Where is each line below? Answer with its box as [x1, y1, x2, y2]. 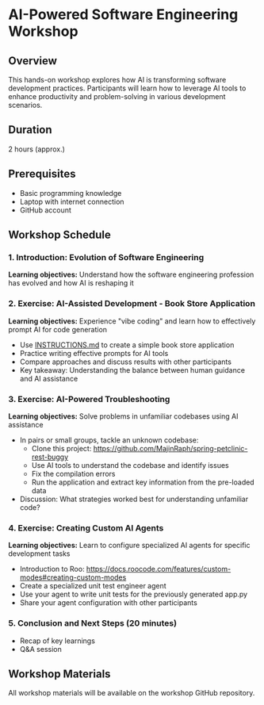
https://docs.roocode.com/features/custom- [86, 565, 231, 574]
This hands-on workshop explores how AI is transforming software [8, 75, 227, 84]
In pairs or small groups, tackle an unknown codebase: [19, 435, 199, 445]
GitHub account [19, 205, 71, 215]
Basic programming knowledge [19, 188, 122, 197]
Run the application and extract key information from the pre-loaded [31, 477, 255, 487]
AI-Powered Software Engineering [8, 6, 239, 24]
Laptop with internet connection [19, 197, 124, 206]
